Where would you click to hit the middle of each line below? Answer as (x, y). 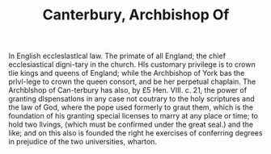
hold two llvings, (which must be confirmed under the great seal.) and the (131, 125)
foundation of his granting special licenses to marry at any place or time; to (133, 116)
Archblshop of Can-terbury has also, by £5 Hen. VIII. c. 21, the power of (128, 90)
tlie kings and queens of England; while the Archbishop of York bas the (127, 73)
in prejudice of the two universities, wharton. (83, 142)
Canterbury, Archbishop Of (136, 15)
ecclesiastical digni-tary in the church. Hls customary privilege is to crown (132, 65)
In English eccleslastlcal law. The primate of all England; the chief (117, 56)
